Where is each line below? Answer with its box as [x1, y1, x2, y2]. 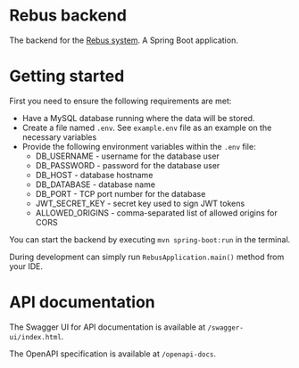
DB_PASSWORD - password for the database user [35, 159, 220, 170]
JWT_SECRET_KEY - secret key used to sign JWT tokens [35, 198, 245, 209]
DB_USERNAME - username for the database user [35, 151, 220, 161]
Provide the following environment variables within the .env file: [21, 141, 256, 151]
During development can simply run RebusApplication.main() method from [9, 251, 285, 262]
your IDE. [9, 260, 43, 272]
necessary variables [21, 131, 97, 143]
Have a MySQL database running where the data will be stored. [21, 112, 255, 123]
